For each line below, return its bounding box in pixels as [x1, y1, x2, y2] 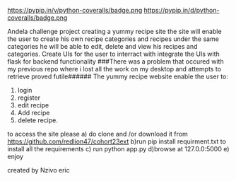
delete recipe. [17, 116, 58, 124]
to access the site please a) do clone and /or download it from [7, 130, 189, 138]
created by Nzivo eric [7, 166, 70, 174]
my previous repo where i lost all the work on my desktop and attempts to [7, 65, 221, 73]
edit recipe [17, 101, 49, 109]
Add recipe [17, 109, 50, 117]
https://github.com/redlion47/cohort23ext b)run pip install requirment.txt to [7, 137, 226, 146]
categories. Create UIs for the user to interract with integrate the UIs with [7, 49, 220, 58]
